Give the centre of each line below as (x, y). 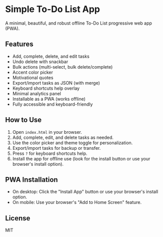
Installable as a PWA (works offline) (49, 99)
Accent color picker (33, 72)
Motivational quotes (33, 77)
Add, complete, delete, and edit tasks (51, 56)
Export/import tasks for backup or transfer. (56, 148)
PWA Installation (32, 180)
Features (19, 44)
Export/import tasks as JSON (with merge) (56, 83)
